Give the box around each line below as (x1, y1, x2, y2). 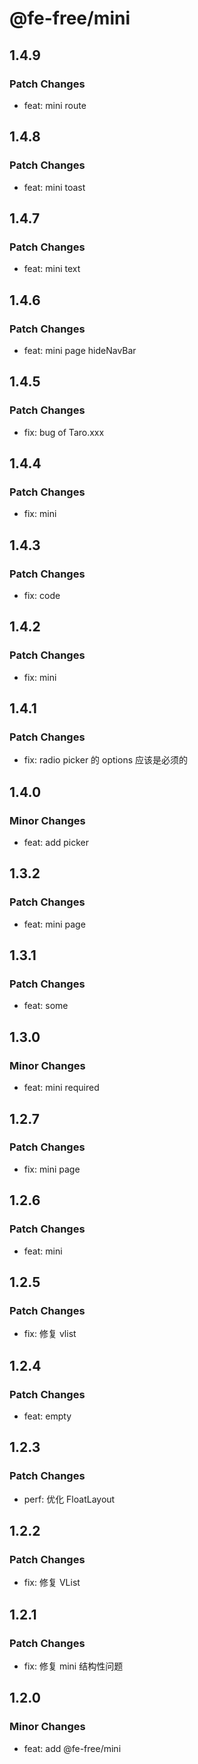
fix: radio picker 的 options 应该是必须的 (23, 754, 188, 766)
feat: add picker (23, 837, 89, 849)
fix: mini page (23, 1163, 81, 1175)
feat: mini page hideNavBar (23, 344, 137, 356)
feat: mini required (23, 1082, 100, 1094)
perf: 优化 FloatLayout (23, 1493, 116, 1505)
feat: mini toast (23, 181, 86, 193)
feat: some (23, 1000, 69, 1012)
